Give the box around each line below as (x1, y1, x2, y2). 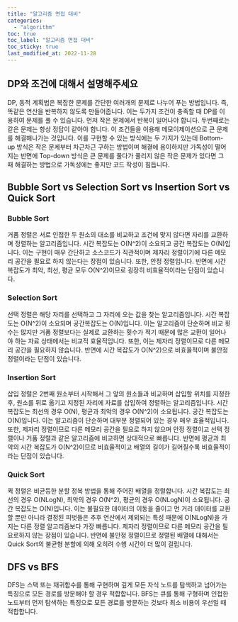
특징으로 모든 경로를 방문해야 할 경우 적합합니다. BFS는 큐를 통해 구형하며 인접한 (7, 589, 229, 598)
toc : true (7, 30, 37, 38)
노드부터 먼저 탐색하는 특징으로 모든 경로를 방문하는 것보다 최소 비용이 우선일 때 (7, 599, 227, 607)
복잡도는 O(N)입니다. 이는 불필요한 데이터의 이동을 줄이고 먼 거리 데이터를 (14, 504, 218, 513)
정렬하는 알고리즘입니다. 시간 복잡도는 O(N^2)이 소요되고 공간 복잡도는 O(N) (14, 239, 225, 248)
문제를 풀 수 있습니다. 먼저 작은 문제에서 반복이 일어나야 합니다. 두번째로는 (25, 116, 230, 124)
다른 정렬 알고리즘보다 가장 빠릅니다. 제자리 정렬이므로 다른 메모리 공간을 (20, 522, 221, 531)
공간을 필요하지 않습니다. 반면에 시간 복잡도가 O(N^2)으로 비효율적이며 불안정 (14, 345, 229, 354)
